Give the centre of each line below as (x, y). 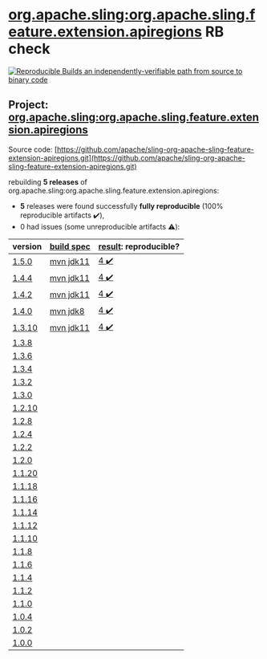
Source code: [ (33, 149)
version (27, 246)
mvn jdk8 (67, 311)
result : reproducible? (139, 246)
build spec (70, 246)
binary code (28, 79)
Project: (28, 105)
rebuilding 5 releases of (48, 181)
